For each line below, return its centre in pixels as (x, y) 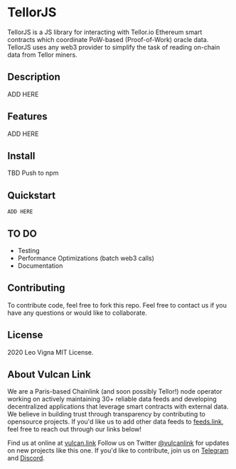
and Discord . (26, 458)
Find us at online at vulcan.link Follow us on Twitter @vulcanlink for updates (118, 443)
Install (21, 156)
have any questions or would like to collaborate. (77, 313)
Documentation (40, 266)
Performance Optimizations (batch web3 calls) (86, 258)
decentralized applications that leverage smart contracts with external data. (118, 406)
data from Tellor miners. (42, 55)
